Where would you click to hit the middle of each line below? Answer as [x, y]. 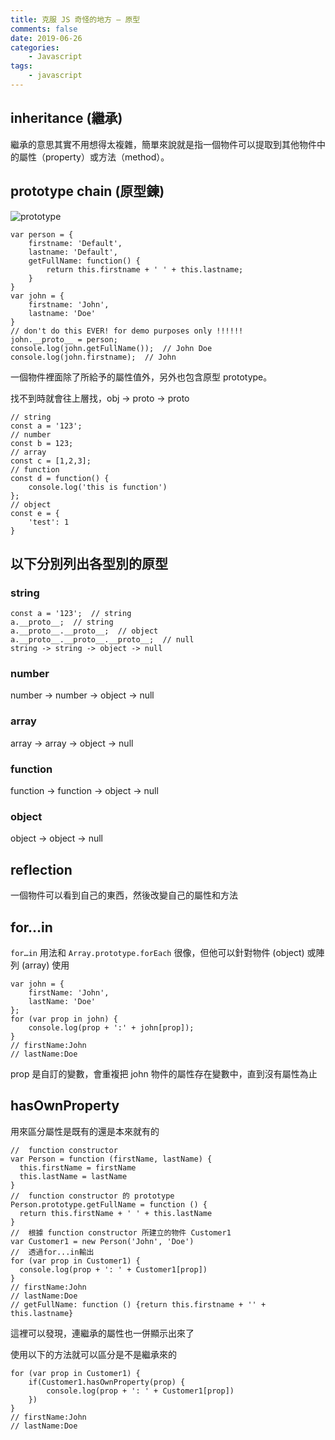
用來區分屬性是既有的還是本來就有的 [85, 1131]
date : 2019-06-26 [46, 38]
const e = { [35, 513]
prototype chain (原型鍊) [87, 191]
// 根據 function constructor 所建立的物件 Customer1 [121, 1232]
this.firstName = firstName [78, 1167]
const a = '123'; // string [71, 614]
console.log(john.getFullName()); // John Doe [111, 348]
